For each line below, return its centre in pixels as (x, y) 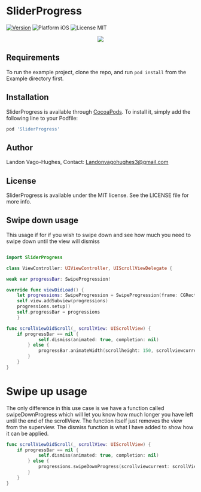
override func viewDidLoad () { (45, 290)
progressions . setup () (44, 306)
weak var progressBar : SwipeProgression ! (59, 279)
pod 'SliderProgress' (33, 129)
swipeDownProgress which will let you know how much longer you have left (100, 414)
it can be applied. (28, 433)
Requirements (33, 58)
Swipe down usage (42, 221)
